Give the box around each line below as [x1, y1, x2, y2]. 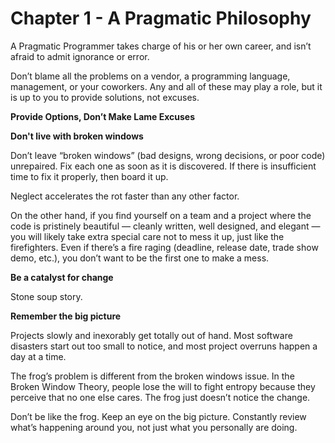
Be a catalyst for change [10, 271, 114, 283]
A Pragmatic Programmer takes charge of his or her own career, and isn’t [10, 40, 312, 52]
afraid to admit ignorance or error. [10, 50, 150, 62]
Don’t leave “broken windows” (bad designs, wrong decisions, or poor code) [10, 149, 326, 161]
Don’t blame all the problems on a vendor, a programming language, [10, 70, 291, 82]
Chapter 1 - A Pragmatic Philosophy [10, 7, 312, 30]
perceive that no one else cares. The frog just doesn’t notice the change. [10, 391, 311, 403]
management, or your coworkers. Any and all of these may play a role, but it [10, 80, 323, 92]
